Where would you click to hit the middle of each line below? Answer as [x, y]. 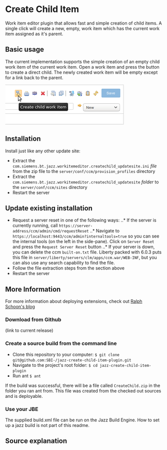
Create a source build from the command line [61, 343]
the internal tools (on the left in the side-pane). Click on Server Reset [83, 242]
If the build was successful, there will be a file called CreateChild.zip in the [83, 385]
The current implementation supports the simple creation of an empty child [82, 62]
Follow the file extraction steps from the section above [68, 268]
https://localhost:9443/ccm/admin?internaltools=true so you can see [86, 236]
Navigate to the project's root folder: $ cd [55, 365]
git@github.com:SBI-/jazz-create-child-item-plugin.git [72, 360]
